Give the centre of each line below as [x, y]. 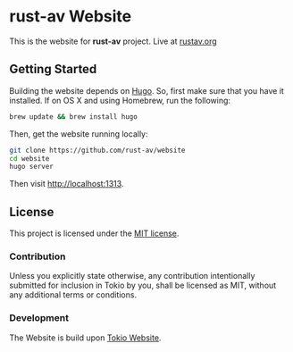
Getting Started [53, 69]
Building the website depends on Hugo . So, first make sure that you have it [146, 90]
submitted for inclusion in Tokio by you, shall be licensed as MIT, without [143, 285]
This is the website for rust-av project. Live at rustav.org [113, 41]
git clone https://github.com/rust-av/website [97, 150]
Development [39, 318]
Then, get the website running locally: [79, 134]
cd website [29, 158]
